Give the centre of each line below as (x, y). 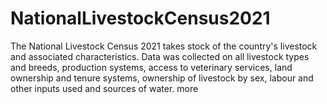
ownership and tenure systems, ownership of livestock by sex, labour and (162, 78)
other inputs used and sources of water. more (104, 88)
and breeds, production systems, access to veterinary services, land (151, 67)
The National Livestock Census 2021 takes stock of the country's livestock (164, 46)
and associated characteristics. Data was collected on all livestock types (160, 56)
